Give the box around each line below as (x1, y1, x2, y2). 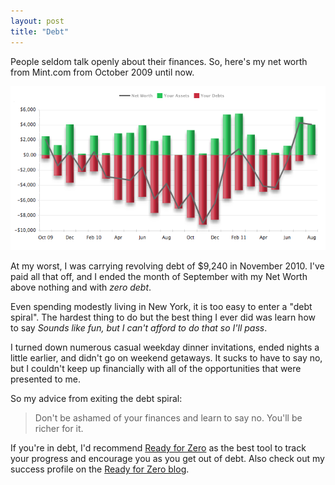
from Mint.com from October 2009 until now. (10, 66, 195, 78)
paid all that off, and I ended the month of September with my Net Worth (10, 271, 308, 283)
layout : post (10, 16, 65, 26)
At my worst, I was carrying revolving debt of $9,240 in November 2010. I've (10, 260, 325, 272)
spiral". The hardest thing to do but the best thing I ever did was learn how (10, 311, 316, 324)
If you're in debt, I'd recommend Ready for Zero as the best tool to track (10, 442, 307, 454)
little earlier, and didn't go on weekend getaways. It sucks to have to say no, (10, 352, 323, 364)
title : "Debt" (10, 26, 70, 37)
